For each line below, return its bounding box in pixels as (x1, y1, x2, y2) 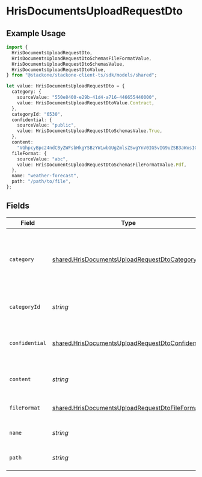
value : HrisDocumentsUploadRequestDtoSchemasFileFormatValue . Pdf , (17, 162, 187, 168)
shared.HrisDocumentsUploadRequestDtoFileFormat (52, 403, 201, 412)
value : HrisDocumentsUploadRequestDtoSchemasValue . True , (17, 128, 163, 134)
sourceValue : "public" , (17, 122, 77, 128)
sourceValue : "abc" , (17, 156, 69, 162)
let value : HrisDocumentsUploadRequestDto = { (6, 83, 125, 89)
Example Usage (6, 28, 66, 39)
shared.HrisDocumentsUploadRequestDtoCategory (52, 255, 197, 264)
